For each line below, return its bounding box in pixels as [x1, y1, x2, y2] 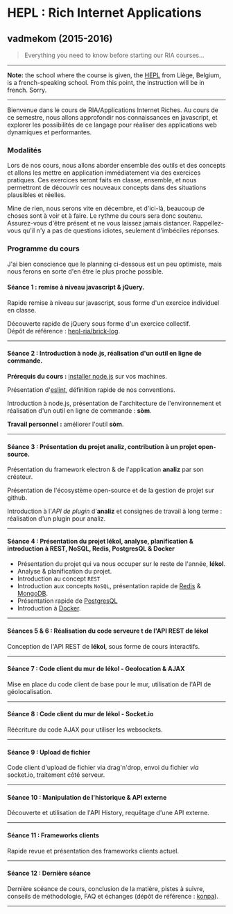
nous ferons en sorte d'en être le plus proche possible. [7, 267, 164, 276]
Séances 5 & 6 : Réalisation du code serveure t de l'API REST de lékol [7, 627, 209, 635]
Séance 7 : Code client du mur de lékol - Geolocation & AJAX [7, 665, 185, 673]
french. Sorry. [7, 86, 47, 94]
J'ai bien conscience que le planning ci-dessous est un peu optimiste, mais [7, 260, 222, 268]
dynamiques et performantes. [7, 128, 92, 136]
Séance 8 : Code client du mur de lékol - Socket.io [7, 710, 154, 718]
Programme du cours [7, 244, 80, 253]
